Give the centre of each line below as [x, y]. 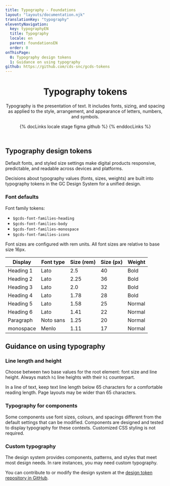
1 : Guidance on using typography [45, 62]
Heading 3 [20, 287]
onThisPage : [18, 52]
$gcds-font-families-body [40, 224]
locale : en [21, 39]
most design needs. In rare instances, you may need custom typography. [82, 463]
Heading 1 [20, 270]
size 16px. [16, 249]
